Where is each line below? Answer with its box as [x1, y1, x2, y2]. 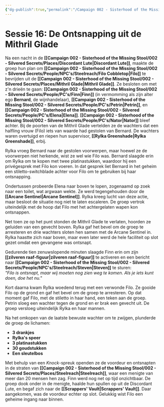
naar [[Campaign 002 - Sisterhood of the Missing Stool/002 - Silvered [5, 259, 150, 265]
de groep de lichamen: [5, 320, 50, 326]
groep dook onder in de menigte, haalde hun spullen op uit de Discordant [5, 381, 152, 386]
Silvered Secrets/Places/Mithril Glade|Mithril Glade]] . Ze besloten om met [5, 81, 157, 87]
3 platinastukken [12, 340, 47, 346]
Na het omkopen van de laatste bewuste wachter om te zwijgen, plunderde [5, 314, 156, 321]
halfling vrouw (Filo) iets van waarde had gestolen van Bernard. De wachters [5, 128, 159, 134]
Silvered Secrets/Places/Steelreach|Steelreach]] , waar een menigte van [5, 370, 153, 376]
